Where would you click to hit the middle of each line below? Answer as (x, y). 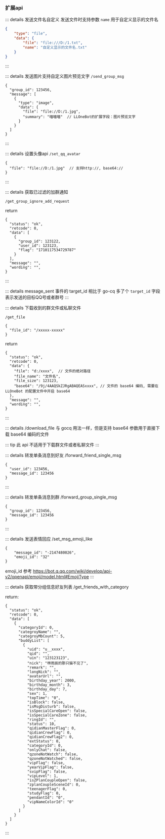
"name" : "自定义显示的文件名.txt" (55, 47)
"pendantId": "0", (46, 798)
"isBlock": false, (46, 702)
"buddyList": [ (34, 641)
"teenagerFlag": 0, (47, 789)
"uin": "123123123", (48, 658)
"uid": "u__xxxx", (46, 649)
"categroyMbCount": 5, (41, 636)
